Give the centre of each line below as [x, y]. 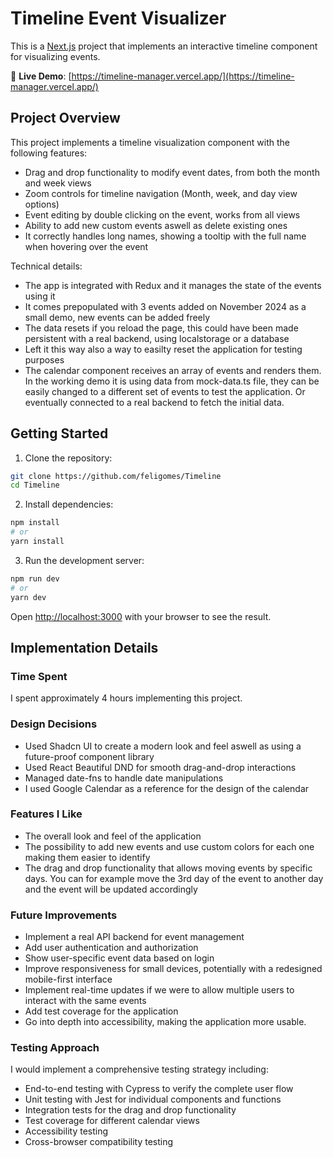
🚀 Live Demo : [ [41, 76]
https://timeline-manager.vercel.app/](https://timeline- [183, 76]
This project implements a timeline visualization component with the [150, 142]
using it [40, 296]
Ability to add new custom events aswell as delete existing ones [156, 225]
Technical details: [46, 266]
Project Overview [65, 118]
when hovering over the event [86, 246]
